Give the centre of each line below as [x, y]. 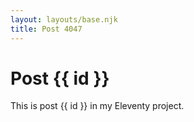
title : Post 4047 [46, 29]
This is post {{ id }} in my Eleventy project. [97, 106]
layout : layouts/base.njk [64, 19]
